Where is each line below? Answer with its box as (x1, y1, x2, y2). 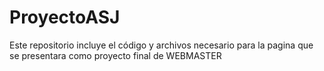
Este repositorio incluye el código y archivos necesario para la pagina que (9, 39, 314, 51)
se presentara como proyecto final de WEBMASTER (9, 49, 222, 61)
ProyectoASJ (9, 6, 121, 29)
